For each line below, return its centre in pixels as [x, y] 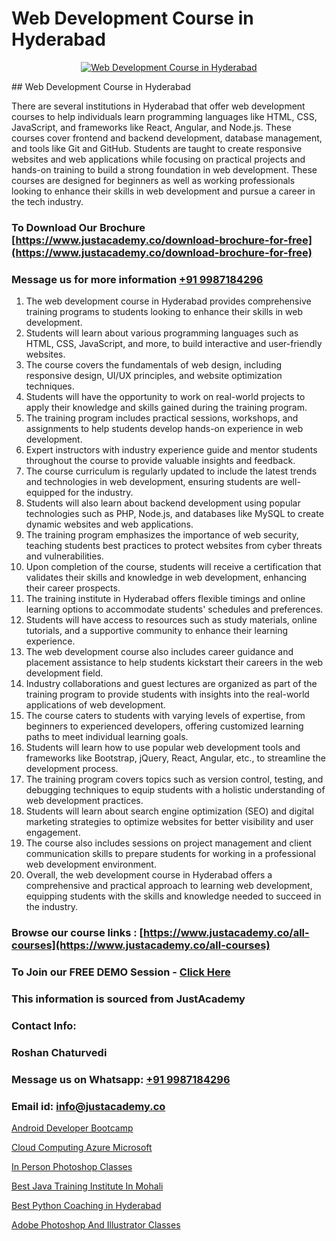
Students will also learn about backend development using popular [163, 503]
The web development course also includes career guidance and [159, 652]
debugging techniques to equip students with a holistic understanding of [175, 790]
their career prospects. [73, 588]
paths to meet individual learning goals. [107, 737]
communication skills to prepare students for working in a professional [170, 854]
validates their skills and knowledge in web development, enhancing [166, 578]
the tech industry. [47, 201]
